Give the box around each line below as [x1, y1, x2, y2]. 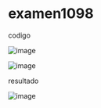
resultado [8, 76, 39, 85]
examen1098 [8, 5, 94, 23]
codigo [8, 31, 31, 40]
